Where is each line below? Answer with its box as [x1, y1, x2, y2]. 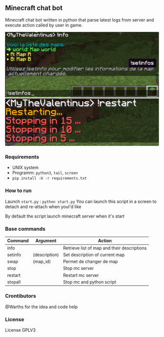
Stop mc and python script [63, 279, 116, 285]
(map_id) [33, 259, 51, 265]
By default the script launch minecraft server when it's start [5, 213, 125, 219]
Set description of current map [63, 252, 125, 258]
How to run [5, 187, 32, 194]
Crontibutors [5, 292, 37, 299]
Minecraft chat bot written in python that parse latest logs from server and [5, 17, 154, 23]
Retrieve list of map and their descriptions [63, 245, 147, 251]
